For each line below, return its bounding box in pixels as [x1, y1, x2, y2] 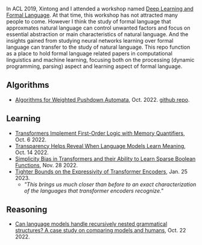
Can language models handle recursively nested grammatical [14, 220, 168, 228]
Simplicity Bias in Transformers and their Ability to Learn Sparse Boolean [14, 155, 196, 162]
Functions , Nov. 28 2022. [14, 161, 78, 169]
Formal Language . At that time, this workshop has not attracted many [6, 11, 178, 19]
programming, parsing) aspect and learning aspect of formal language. [6, 63, 183, 70]
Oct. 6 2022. [14, 135, 47, 143]
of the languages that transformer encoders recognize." [24, 187, 164, 194]
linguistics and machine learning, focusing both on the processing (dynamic [6, 57, 195, 63]
